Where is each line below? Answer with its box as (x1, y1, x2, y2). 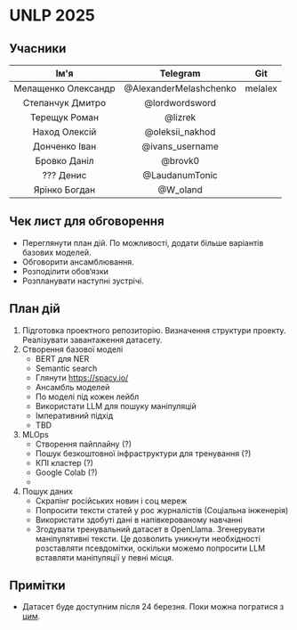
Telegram (159, 68, 201, 79)
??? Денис (42, 169, 87, 181)
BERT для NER (35, 353, 90, 364)
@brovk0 (161, 155, 200, 167)
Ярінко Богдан (33, 184, 96, 196)
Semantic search (35, 363, 98, 373)
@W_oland (157, 184, 203, 196)
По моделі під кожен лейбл (35, 391, 140, 402)
